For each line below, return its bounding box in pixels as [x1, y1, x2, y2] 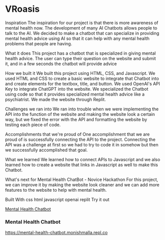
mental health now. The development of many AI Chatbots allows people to [5, 25, 158, 31]
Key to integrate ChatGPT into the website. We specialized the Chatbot [5, 86, 149, 92]
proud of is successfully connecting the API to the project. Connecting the [5, 137, 156, 142]
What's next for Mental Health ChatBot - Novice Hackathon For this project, [5, 176, 159, 182]
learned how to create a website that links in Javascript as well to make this [5, 162, 159, 168]
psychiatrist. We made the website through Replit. [5, 96, 106, 102]
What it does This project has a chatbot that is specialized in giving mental [5, 50, 156, 56]
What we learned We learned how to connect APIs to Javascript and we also [5, 156, 161, 162]
